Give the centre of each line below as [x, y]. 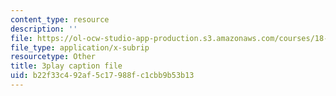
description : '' [44, 29]
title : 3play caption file [66, 66]
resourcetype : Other [53, 57]
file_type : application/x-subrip [80, 47]
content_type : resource [60, 19]
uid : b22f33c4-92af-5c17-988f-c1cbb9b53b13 [102, 76]
